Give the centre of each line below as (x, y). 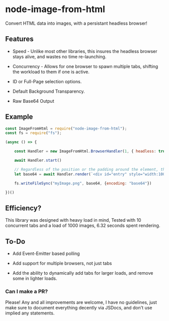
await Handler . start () (38, 160)
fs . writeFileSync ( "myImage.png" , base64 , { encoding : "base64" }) (83, 183)
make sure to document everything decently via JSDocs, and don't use (79, 308)
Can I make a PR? (27, 291)
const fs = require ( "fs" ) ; (33, 133)
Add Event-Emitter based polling (46, 253)
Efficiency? (23, 208)
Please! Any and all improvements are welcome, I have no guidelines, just (81, 302)
